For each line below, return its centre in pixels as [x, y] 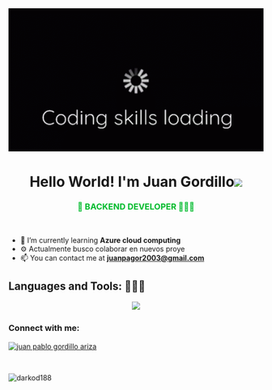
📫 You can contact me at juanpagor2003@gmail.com [112, 257]
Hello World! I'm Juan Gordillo [132, 182]
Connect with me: [44, 328]
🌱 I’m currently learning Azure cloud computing [100, 240]
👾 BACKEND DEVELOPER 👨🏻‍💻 [136, 207]
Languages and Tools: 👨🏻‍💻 [77, 286]
